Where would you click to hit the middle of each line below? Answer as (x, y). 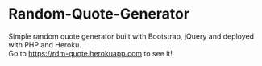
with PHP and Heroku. (45, 44)
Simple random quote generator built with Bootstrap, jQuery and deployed (131, 36)
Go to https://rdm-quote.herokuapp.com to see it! (91, 53)
